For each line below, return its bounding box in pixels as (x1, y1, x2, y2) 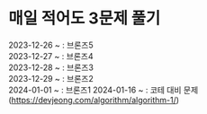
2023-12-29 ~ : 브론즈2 (8, 73, 94, 83)
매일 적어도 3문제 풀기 (8, 8, 161, 29)
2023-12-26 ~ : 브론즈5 (8, 39, 94, 50)
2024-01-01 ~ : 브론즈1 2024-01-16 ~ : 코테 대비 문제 (8, 84, 199, 95)
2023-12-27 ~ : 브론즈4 (8, 50, 94, 61)
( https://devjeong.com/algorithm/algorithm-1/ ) (8, 94, 180, 105)
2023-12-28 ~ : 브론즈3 (8, 62, 94, 73)
